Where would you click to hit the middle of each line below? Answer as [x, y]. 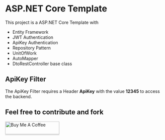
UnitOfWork [24, 53]
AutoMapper [25, 58]
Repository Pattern [32, 48]
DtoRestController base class [42, 64]
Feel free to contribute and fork [54, 112]
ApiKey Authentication [35, 42]
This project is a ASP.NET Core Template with [52, 22]
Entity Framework [30, 32]
